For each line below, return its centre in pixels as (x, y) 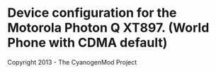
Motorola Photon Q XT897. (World (108, 28)
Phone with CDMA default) (87, 43)
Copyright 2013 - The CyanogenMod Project (72, 62)
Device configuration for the (92, 13)
